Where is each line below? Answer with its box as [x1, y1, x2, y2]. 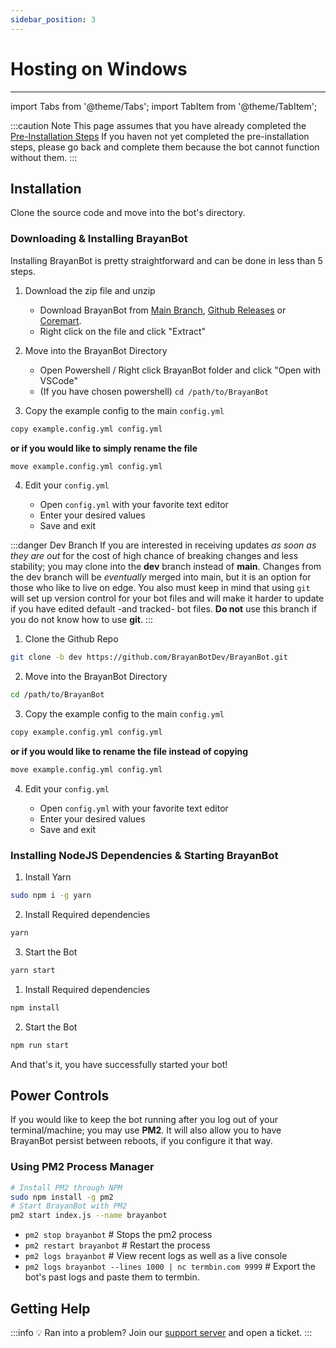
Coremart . [39, 314, 82, 326]
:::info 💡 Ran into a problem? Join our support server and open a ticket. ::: [10, 1327, 313, 1339]
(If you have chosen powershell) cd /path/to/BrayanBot [39, 385, 270, 397]
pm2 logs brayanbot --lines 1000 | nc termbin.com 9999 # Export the [24, 1261, 317, 1273]
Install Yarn [24, 871, 72, 883]
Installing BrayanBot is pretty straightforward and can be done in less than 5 [10, 254, 323, 266]
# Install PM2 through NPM [10, 1182, 123, 1193]
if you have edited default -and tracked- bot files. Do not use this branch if [10, 603, 318, 615]
